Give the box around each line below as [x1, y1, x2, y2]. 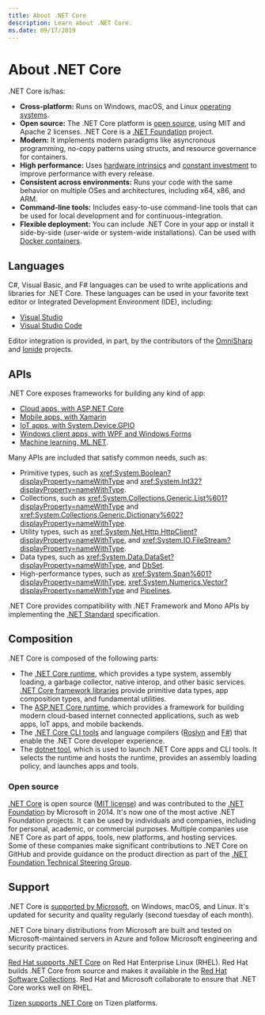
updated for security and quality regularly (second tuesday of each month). [8, 910, 255, 919]
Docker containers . [19, 237, 82, 246]
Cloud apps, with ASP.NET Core [19, 403, 124, 413]
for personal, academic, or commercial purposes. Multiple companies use [8, 824, 249, 834]
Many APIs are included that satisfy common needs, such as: [8, 453, 207, 462]
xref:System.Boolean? [99, 468, 172, 477]
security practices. [8, 942, 70, 952]
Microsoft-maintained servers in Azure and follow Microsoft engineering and [8, 934, 258, 943]
